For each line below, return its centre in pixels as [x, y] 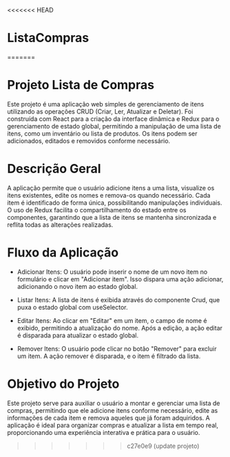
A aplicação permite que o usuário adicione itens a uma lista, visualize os [111, 188]
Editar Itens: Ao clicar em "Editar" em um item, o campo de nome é [112, 320]
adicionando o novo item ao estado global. [77, 286]
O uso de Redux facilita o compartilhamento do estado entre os [97, 209]
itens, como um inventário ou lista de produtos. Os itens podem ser [102, 133]
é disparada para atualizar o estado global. [78, 335]
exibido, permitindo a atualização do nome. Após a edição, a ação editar [119, 328]
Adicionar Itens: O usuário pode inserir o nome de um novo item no [112, 272]
